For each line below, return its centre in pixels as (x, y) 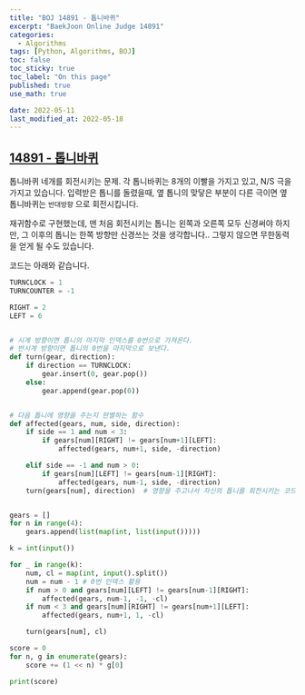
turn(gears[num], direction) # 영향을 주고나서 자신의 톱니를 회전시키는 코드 (161, 491)
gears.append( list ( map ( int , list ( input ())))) (113, 532)
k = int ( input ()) (42, 549)
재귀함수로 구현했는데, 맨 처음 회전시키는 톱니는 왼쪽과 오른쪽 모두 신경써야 (142, 223)
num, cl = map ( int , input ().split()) (97, 573)
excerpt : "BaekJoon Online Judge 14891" (87, 26)
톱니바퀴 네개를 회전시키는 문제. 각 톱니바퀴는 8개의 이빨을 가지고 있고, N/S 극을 (151, 182)
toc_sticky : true (42, 69)
